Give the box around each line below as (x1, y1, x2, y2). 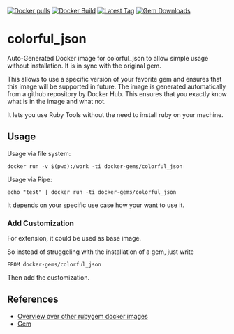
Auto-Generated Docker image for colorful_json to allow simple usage (7, 54, 209, 62)
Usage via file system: (7, 149, 71, 158)
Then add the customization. (7, 273, 90, 282)
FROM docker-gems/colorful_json (7, 261, 101, 268)
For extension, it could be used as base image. (7, 234, 142, 243)
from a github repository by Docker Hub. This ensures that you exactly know (7, 89, 227, 98)
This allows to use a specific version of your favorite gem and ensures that (7, 75, 222, 83)
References (7, 294, 59, 305)
